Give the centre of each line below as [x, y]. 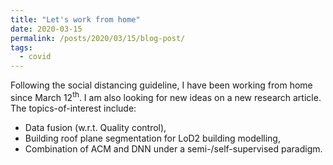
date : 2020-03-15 [46, 29]
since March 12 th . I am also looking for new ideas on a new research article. [166, 96]
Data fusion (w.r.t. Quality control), [95, 127]
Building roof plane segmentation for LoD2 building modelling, [152, 138]
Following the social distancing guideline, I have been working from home [161, 85]
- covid [35, 57]
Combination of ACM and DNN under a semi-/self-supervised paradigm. [173, 148]
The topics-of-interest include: [73, 108]
